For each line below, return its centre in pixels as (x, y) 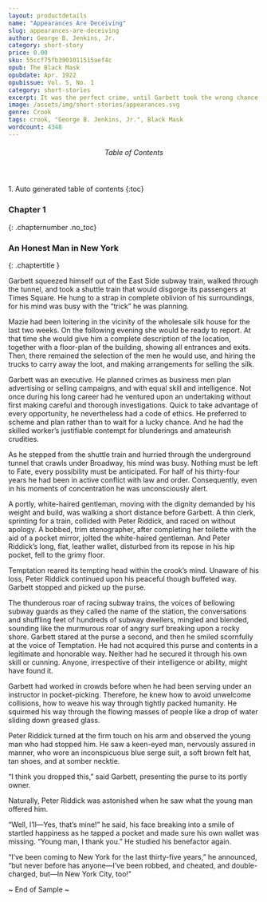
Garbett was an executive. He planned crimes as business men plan (120, 379)
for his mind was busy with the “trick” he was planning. (99, 306)
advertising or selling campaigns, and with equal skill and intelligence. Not (130, 387)
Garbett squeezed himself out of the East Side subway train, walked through (133, 280)
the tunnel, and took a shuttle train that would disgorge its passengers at (127, 289)
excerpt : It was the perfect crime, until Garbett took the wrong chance (133, 97)
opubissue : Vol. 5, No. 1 (51, 82)
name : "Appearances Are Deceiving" (67, 23)
